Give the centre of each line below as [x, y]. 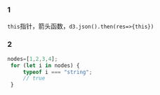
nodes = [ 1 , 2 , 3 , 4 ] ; [33, 59]
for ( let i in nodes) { [45, 65]
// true [34, 78]
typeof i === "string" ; [58, 72]
